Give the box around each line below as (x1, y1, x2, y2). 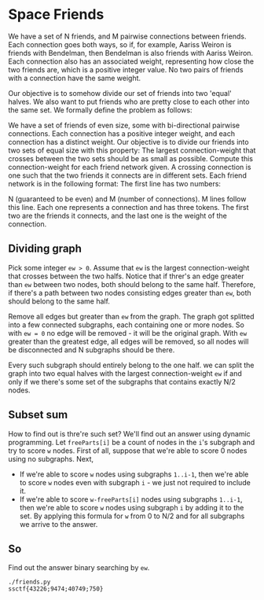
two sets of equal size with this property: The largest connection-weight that (8, 145, 256, 155)
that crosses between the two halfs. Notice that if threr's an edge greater (8, 271, 244, 281)
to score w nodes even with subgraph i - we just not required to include (19, 477, 251, 487)
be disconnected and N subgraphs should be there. (8, 344, 175, 355)
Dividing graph (8, 242, 82, 256)
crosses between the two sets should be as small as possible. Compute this (8, 153, 254, 163)
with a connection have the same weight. (8, 73, 141, 83)
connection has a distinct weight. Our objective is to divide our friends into (8, 137, 249, 146)
